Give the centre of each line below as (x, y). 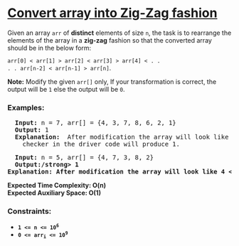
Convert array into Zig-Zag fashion (112, 13)
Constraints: (30, 211)
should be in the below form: (49, 48)
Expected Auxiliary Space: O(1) (54, 193)
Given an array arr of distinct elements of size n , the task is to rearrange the (119, 33)
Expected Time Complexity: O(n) (57, 186)
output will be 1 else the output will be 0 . (67, 89)
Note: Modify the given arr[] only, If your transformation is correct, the (112, 81)
